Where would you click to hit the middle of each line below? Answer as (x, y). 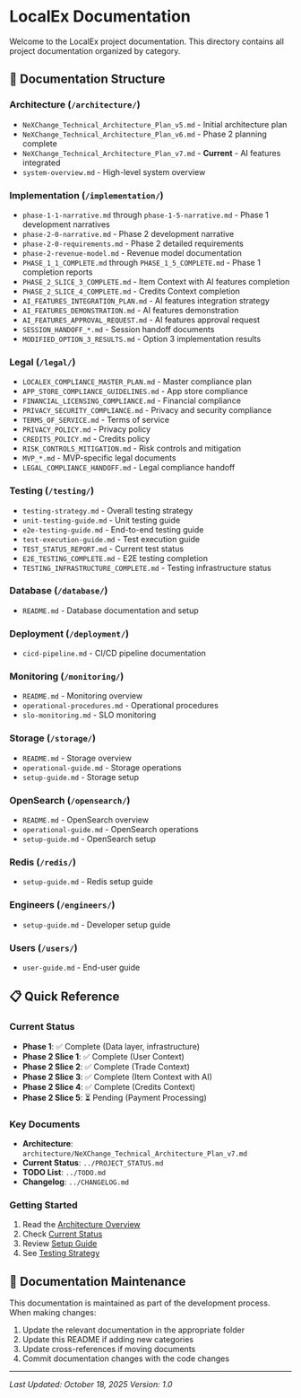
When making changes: (53, 1312)
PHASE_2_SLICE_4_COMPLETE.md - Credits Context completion (131, 291)
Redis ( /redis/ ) (43, 862)
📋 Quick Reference (64, 997)
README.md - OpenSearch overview (86, 820)
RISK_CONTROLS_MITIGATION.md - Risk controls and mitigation (132, 448)
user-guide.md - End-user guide (81, 967)
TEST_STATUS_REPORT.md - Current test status (103, 549)
